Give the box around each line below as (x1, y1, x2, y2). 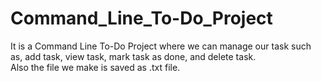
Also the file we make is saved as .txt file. (10, 61, 181, 73)
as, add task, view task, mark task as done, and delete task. (10, 50, 257, 62)
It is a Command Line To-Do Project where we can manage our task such (10, 40, 312, 52)
